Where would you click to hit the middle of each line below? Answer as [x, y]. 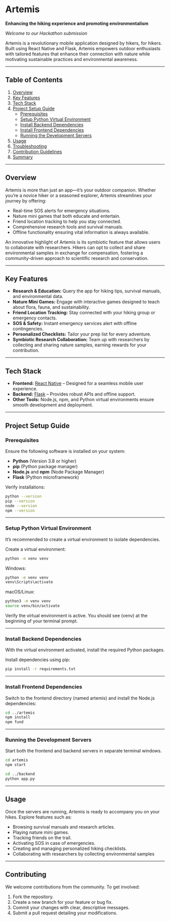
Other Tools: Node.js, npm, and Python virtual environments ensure [83, 400]
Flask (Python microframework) [46, 477]
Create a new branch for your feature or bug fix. [62, 902]
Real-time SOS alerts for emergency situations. [61, 210]
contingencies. [28, 329]
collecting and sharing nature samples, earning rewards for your [79, 345]
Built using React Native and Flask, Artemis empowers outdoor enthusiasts [83, 48]
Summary [23, 157]
